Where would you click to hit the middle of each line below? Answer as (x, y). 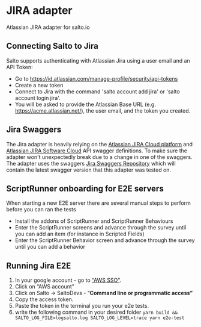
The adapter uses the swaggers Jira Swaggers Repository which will (91, 163)
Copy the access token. (44, 299)
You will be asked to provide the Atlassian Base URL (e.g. (85, 104)
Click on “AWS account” (44, 287)
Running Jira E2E (39, 266)
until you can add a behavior (50, 247)
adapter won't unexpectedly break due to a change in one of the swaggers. (100, 157)
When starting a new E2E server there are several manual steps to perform (98, 203)
